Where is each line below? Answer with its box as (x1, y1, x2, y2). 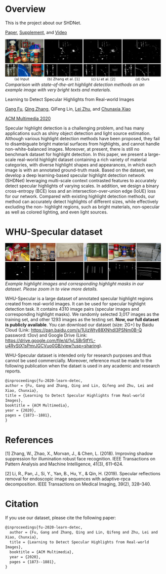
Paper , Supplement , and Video (5, 29, 67, 35)
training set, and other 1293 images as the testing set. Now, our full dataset (5, 317, 159, 323)
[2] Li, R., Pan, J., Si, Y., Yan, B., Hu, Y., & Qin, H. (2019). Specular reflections (5, 471, 161, 477)
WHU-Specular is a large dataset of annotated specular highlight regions (5, 295, 153, 302)
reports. (5, 368, 21, 374)
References (5, 434, 53, 446)
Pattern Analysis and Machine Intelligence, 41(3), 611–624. (5, 461, 124, 467)
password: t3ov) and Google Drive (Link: (5, 332, 87, 338)
